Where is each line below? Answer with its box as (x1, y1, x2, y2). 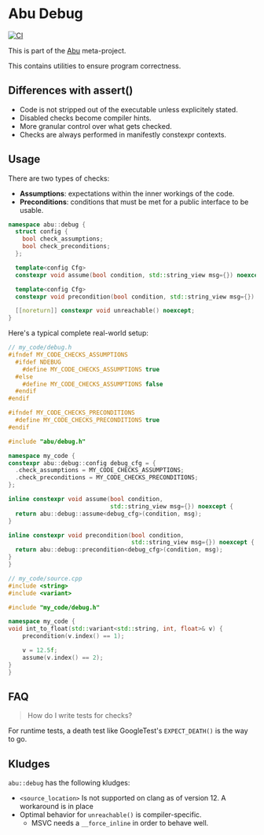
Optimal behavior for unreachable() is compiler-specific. (19, 810, 202, 819)
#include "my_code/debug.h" (8, 603, 101, 611)
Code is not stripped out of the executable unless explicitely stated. (19, 104, 238, 114)
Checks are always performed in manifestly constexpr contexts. (19, 130, 226, 139)
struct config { (15, 228, 68, 236)
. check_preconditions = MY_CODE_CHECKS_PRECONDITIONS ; (15, 474, 199, 482)
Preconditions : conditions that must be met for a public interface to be (19, 197, 249, 207)
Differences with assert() (8, 84, 134, 97)
